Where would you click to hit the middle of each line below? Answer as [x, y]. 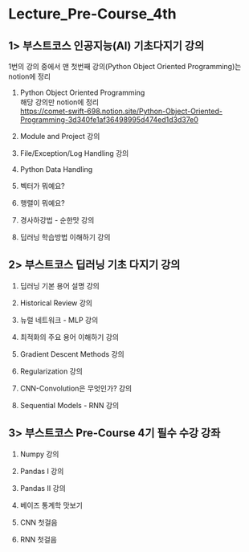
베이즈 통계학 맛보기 [51, 505]
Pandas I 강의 [42, 471]
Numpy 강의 [39, 454]
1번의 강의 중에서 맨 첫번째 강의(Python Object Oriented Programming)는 [125, 66]
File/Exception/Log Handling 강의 [74, 153]
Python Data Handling [56, 169]
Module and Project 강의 [60, 136]
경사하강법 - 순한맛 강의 [57, 220]
